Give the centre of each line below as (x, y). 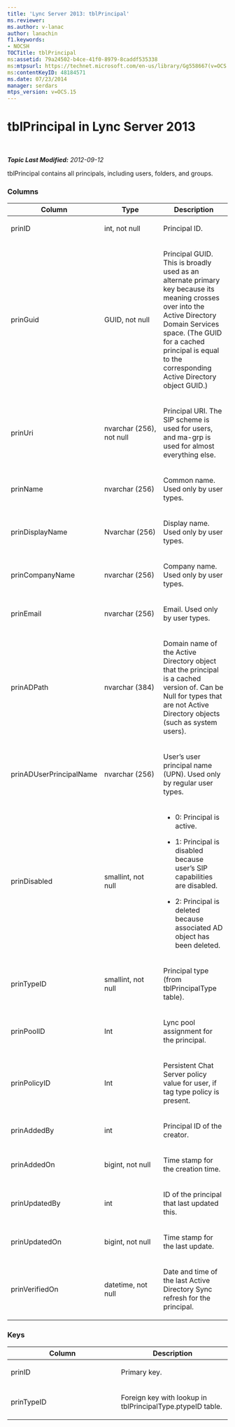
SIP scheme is (186, 420)
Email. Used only (191, 609)
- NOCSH (19, 46)
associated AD (199, 928)
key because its (189, 289)
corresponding (187, 368)
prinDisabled (31, 882)
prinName (27, 489)
